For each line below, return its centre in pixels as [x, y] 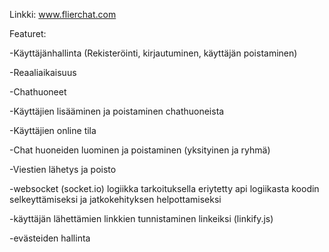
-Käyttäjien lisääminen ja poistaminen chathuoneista [117, 111]
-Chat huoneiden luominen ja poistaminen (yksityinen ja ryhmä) [140, 150]
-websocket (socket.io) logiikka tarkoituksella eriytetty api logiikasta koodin [164, 188]
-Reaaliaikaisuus [43, 72]
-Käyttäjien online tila [53, 130]
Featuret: [28, 33]
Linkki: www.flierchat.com [63, 14]
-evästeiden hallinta [50, 238]
